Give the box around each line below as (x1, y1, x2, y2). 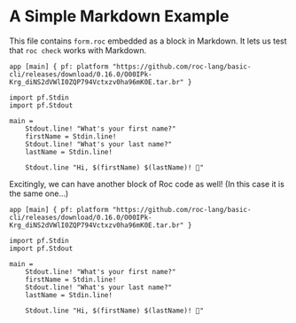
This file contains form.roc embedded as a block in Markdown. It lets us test (9, 35, 287, 46)
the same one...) (9, 188, 69, 199)
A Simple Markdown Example (9, 6, 230, 27)
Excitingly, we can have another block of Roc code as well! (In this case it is (9, 178, 285, 189)
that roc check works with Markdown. (9, 44, 147, 55)
